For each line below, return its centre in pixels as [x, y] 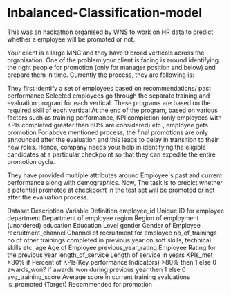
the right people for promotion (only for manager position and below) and [111, 67]
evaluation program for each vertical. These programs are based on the [109, 102]
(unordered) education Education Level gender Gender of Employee [104, 225]
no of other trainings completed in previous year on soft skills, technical [109, 240]
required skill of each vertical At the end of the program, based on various [112, 110]
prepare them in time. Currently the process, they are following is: [101, 75]
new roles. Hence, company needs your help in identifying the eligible [107, 147]
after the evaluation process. [48, 197]
